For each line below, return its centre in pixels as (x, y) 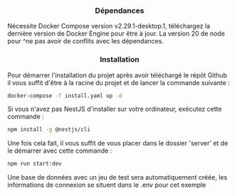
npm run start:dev (35, 164)
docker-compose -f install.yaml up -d (65, 96)
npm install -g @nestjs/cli (49, 130)
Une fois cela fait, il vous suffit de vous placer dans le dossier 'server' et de (118, 143)
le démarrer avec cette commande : (60, 151)
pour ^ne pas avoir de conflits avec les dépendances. (85, 41)
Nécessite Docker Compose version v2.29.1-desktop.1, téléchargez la (109, 26)
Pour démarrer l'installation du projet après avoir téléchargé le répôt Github (117, 75)
